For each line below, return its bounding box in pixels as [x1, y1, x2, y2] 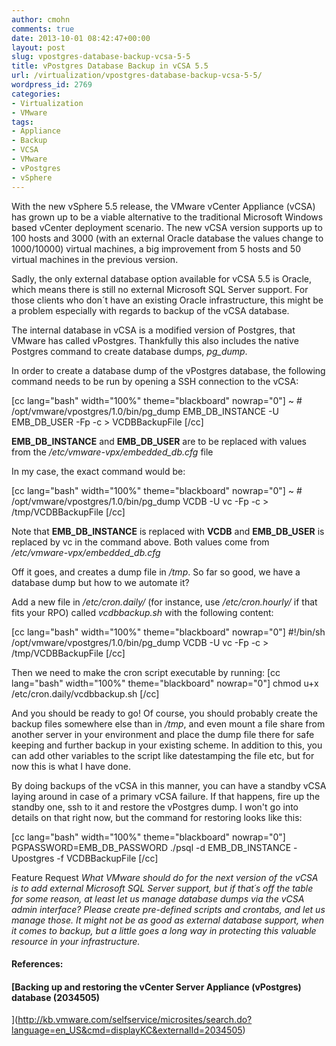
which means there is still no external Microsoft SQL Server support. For [11, 283, 309, 295]
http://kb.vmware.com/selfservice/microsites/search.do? [17, 1014, 253, 1026]
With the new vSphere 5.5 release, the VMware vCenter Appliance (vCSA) [11, 200, 316, 212]
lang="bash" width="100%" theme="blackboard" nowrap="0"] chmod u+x [11, 677, 319, 689]
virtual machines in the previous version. [11, 253, 179, 265]
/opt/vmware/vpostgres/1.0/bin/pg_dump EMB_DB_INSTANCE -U [11, 405, 279, 417]
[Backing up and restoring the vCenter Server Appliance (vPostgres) [11, 981, 302, 993]
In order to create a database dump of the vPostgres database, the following [11, 364, 326, 376]
